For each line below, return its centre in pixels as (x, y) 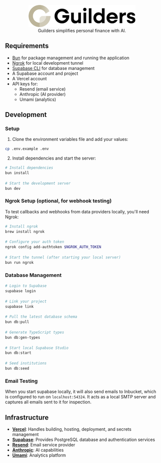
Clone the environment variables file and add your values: (70, 139)
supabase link (20, 306)
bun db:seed (17, 369)
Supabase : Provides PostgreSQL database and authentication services (83, 440)
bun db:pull (17, 322)
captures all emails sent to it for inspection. (48, 402)
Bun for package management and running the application (71, 58)
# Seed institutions (26, 363)
